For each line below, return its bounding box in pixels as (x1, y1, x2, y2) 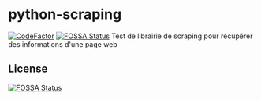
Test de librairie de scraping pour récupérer (111, 31, 253, 41)
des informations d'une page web (8, 39, 118, 48)
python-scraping (8, 5, 122, 23)
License (8, 62, 48, 76)
